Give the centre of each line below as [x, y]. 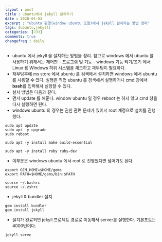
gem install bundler [26, 206]
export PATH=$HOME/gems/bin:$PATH [40, 174]
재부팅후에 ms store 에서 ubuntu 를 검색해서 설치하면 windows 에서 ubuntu [84, 74]
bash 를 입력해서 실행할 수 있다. [42, 86]
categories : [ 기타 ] [24, 32]
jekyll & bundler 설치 [32, 196]
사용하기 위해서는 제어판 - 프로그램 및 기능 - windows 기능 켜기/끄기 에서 [81, 62]
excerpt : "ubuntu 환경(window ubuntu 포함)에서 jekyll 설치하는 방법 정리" [77, 23]
